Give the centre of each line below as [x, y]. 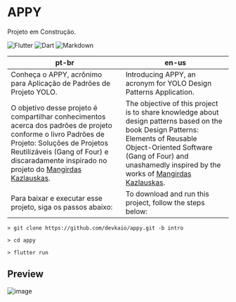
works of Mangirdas [158, 173]
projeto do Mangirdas [46, 169]
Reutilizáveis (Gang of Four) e [60, 152]
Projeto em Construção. [41, 32]
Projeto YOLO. [34, 92]
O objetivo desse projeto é [54, 107]
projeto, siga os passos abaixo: [62, 206]
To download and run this [167, 194]
